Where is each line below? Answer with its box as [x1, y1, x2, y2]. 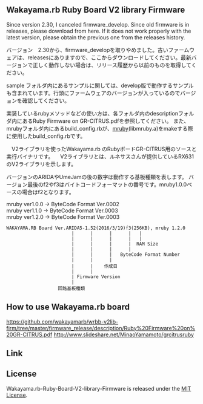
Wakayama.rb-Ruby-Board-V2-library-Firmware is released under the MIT [6, 385, 191, 392]
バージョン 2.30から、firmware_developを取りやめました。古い [6, 46, 168, 53]
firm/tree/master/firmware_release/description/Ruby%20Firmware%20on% [6, 324, 196, 331]
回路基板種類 [58, 285, 85, 292]
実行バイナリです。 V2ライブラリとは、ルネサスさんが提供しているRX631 [6, 152, 194, 160]
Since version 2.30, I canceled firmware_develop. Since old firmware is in [6, 21, 190, 28]
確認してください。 [22, 97, 70, 104]
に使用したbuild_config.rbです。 [6, 132, 86, 140]
